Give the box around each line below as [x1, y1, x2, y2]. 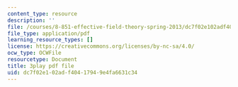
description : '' [7, 17, 55, 24]
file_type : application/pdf [7, 29, 91, 37]
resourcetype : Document [7, 56, 78, 63]
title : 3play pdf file [7, 62, 74, 69]
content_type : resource [7, 10, 78, 18]
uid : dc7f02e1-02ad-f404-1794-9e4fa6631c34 [7, 69, 138, 76]
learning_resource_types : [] [7, 36, 93, 43]
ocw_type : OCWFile [7, 50, 62, 57]
